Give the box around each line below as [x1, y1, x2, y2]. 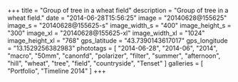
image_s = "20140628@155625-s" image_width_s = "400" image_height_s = [7, 21, 232, 29]
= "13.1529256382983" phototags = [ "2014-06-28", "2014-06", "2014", [7, 44, 218, 52]
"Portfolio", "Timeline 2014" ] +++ [7, 67, 106, 75]
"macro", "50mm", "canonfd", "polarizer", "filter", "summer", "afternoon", [7, 51, 221, 60]
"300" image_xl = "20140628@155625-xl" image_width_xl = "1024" [7, 29, 205, 37]
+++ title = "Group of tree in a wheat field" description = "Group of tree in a [7, 6, 229, 14]
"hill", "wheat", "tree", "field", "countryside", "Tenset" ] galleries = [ [7, 59, 204, 67]
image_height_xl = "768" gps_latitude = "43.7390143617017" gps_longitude [7, 36, 228, 45]
